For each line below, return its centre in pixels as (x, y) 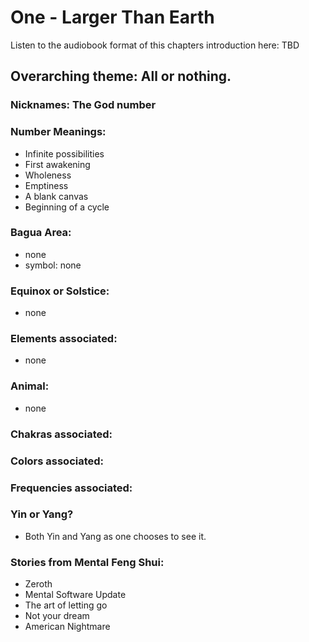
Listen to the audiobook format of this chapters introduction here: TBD (155, 45)
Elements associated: (64, 339)
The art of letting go (66, 605)
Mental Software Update (75, 595)
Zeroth (38, 584)
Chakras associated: (61, 434)
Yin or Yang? (42, 514)
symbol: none (53, 265)
